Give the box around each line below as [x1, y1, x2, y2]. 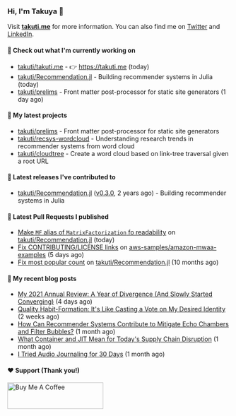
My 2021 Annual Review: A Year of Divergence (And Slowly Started [17, 290, 213, 299]
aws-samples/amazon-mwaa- [129, 243, 217, 251]
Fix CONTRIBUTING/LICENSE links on [17, 243, 128, 251]
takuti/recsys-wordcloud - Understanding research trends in [17, 134, 194, 143]
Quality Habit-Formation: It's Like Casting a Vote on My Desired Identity [17, 305, 226, 314]
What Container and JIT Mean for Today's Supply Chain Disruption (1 [17, 335, 219, 343]
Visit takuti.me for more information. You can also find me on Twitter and [7, 23, 220, 31]
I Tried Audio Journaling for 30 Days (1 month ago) [17, 350, 165, 359]
